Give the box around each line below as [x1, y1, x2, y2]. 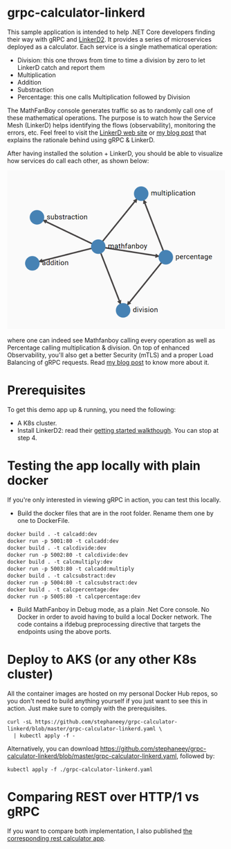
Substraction [17, 85, 54, 94]
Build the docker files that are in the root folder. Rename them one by [17, 508, 214, 517]
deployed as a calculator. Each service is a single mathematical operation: [7, 42, 218, 51]
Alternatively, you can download [7, 744, 99, 753]
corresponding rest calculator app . [7, 834, 106, 842]
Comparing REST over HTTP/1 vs [7, 789, 199, 805]
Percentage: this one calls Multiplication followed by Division [17, 92, 190, 101]
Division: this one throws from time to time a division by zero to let [17, 55, 205, 64]
